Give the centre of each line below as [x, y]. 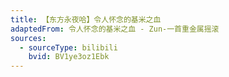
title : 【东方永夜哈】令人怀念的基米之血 [86, 19]
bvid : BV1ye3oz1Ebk [69, 57]
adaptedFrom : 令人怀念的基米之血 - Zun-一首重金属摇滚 [115, 29]
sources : [28, 38]
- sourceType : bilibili [68, 47]
